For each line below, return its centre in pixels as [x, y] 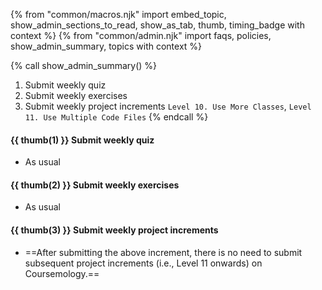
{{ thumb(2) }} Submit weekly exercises [95, 185]
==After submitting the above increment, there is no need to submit [163, 252]
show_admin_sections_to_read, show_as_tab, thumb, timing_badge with [157, 25]
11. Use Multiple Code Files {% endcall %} [116, 117]
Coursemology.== [62, 273]
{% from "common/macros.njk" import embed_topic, [118, 14]
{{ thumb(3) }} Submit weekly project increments [114, 230]
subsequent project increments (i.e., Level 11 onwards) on [143, 263]
